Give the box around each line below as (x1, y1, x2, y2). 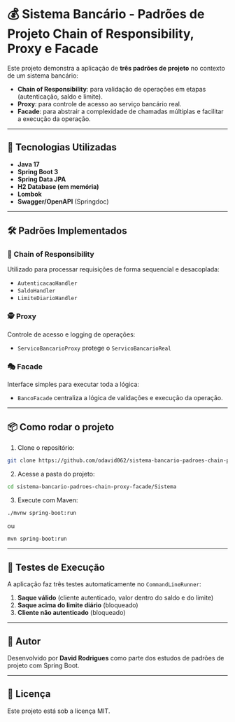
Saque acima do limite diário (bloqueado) (17, 601, 138, 609)
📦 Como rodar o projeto (7, 421, 114, 433)
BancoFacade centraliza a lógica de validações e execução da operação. (17, 394, 223, 402)
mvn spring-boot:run (7, 535, 68, 543)
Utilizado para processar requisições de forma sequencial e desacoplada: (7, 265, 220, 274)
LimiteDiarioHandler (17, 295, 78, 302)
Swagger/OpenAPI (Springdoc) (17, 197, 109, 206)
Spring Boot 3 (17, 167, 59, 176)
